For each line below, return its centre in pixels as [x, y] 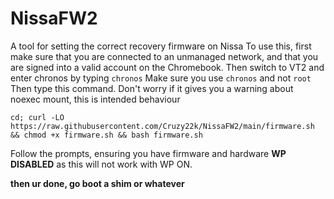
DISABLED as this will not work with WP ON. [101, 164]
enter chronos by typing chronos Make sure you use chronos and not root [161, 78]
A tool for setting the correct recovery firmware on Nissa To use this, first [161, 46]
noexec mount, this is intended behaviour [95, 99]
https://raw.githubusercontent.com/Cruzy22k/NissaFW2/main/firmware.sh [162, 126]
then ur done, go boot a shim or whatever [97, 183]
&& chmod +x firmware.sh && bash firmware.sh [106, 135]
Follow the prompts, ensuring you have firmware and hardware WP [148, 153]
